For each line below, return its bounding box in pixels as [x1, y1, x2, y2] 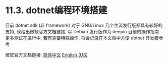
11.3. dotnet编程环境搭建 [5, 5, 107, 16]
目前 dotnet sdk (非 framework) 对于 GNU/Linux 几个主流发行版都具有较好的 [5, 22, 163, 28]
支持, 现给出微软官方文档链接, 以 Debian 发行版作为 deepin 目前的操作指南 [5, 28, 159, 34]
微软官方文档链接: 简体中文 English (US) [5, 51, 88, 58]
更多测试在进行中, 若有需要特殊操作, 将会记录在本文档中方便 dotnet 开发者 [5, 35, 159, 41]
